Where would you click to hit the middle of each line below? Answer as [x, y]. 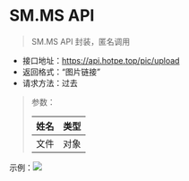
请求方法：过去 [50, 82]
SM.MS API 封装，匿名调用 [81, 41]
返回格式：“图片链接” [61, 72]
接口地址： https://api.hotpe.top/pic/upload [101, 60]
